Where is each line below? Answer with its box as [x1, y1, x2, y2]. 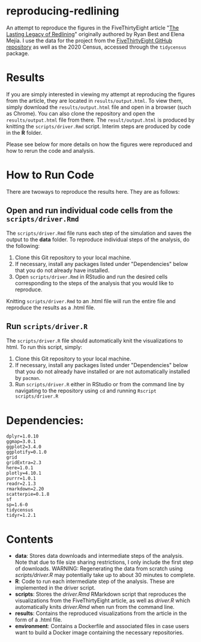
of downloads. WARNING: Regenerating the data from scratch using [14, 565, 183, 572]
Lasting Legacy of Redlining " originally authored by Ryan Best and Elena [6, 30, 185, 37]
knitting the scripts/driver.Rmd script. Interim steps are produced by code [6, 122, 191, 130]
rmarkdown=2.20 [6, 486, 44, 492]
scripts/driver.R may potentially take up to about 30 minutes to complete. [14, 572, 195, 579]
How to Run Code [6, 168, 95, 182]
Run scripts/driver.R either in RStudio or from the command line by [14, 381, 185, 388]
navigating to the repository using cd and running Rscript [14, 387, 157, 395]
